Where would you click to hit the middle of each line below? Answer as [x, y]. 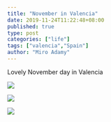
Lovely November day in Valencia [55, 72]
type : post [23, 33]
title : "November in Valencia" [53, 14]
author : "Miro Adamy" [39, 53]
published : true [31, 26]
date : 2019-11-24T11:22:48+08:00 [56, 20]
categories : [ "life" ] [39, 40]
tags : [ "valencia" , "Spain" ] [48, 46]
